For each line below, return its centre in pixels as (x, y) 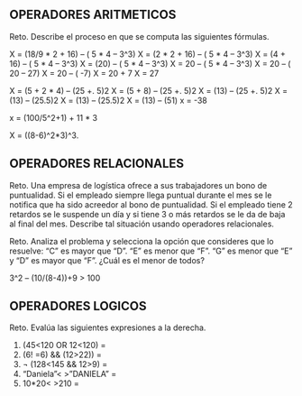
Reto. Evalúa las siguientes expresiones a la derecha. (108, 327)
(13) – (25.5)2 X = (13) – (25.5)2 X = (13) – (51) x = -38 (108, 100)
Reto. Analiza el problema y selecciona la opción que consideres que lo (142, 241)
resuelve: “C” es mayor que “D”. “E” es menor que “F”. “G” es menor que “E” (151, 251)
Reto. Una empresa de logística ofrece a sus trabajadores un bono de (138, 185)
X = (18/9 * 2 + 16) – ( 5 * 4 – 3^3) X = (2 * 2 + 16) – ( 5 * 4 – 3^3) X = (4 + (147, 54)
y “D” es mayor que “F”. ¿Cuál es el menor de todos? (107, 260)
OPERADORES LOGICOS (78, 306)
